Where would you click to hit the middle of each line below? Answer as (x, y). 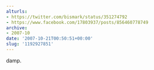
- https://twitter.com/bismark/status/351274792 (67, 17)
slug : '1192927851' (30, 44)
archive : (17, 28)
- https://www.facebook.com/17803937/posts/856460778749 (77, 22)
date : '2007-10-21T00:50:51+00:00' (50, 38)
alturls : (17, 11)
